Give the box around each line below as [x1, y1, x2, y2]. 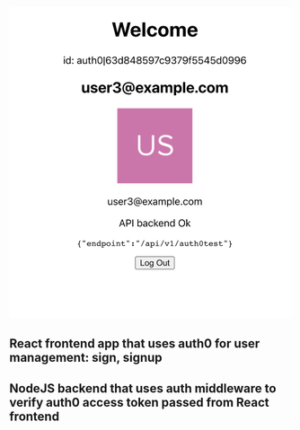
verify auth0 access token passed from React [9, 394, 269, 410]
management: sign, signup [9, 350, 163, 365]
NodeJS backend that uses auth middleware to [9, 381, 277, 396]
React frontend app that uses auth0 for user [9, 336, 260, 352]
